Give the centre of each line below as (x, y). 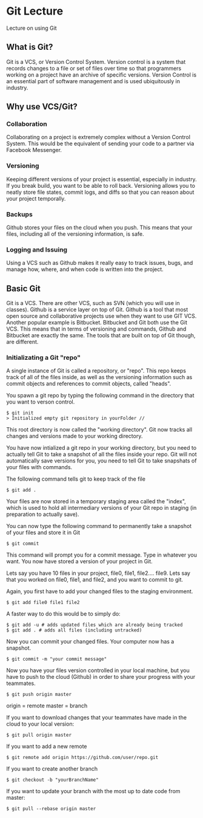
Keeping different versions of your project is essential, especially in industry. (101, 179)
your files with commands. (39, 467)
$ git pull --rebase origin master (51, 809)
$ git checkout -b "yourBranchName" (52, 780)
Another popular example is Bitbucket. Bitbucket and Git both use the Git (97, 323)
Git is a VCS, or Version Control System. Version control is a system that (96, 61)
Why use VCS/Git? (42, 107)
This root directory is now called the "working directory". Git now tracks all (99, 430)
